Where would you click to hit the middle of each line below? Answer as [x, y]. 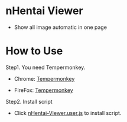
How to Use [34, 51]
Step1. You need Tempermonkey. [45, 67]
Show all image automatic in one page [61, 27]
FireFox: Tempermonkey [43, 90]
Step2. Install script [29, 101]
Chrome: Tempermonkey [44, 78]
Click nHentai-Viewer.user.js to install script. [68, 113]
